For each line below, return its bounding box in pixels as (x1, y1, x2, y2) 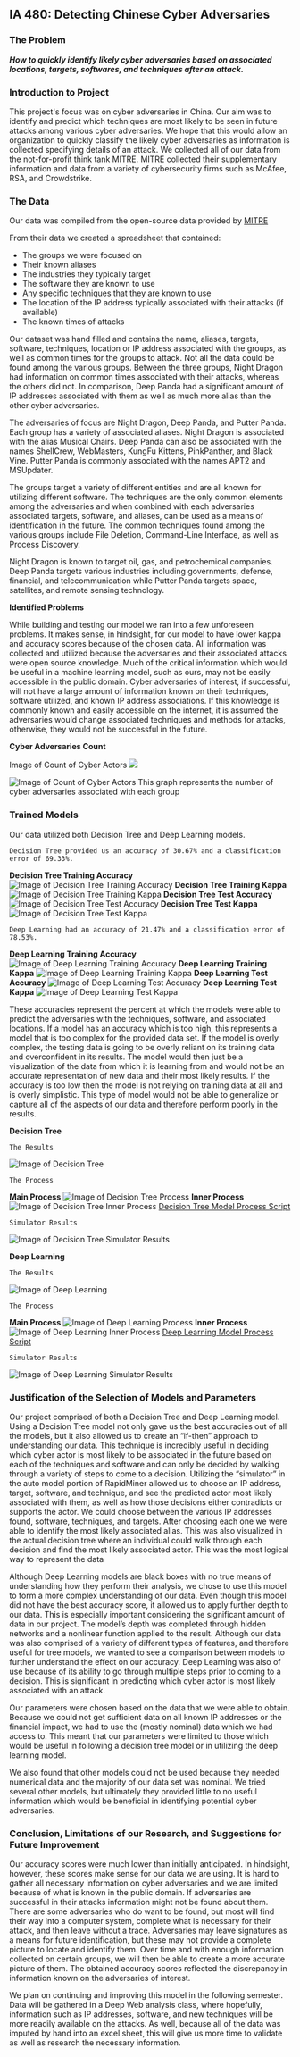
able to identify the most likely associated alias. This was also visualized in (9, 1525, 283, 1535)
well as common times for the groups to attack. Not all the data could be (9, 353, 275, 364)
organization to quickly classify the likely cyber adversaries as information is (9, 134, 290, 146)
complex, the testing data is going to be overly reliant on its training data (9, 1041, 275, 1052)
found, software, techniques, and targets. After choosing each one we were (9, 1516, 287, 1526)
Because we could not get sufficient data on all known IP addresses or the (9, 1711, 283, 1722)
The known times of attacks (21, 316, 125, 327)
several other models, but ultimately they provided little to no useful (9, 1785, 257, 1796)
